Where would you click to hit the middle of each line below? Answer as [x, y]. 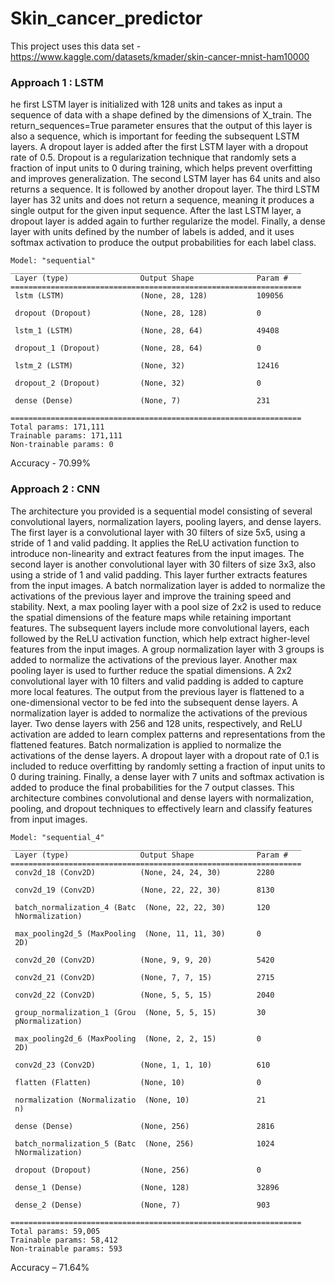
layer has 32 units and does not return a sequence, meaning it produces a [162, 200]
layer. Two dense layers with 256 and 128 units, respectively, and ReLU [156, 723]
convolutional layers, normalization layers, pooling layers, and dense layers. [166, 521]
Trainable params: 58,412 [64, 1240]
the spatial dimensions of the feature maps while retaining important [151, 617]
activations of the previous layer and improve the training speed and [151, 596]
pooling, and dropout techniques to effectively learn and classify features [161, 808]
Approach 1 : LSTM [57, 82]
